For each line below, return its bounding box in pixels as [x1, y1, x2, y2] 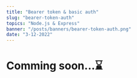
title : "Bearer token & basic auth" [6, 9, 99, 15]
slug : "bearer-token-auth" [6, 15, 75, 21]
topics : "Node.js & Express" [6, 20, 80, 26]
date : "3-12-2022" [6, 32, 53, 38]
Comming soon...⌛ [6, 59, 103, 73]
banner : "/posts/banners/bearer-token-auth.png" [6, 26, 132, 32]
